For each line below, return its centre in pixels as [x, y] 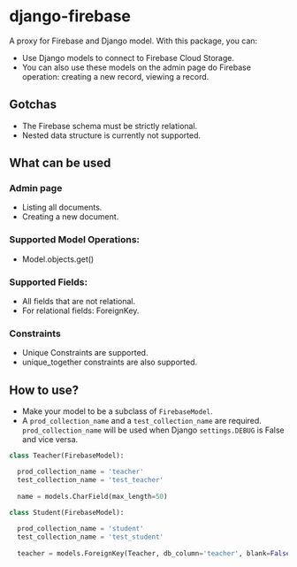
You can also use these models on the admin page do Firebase [137, 67]
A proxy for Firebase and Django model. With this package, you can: [133, 41]
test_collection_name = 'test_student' [91, 537]
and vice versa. [50, 440]
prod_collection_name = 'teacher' [80, 472]
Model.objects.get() [58, 259]
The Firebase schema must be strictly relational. [110, 126]
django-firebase [70, 16]
